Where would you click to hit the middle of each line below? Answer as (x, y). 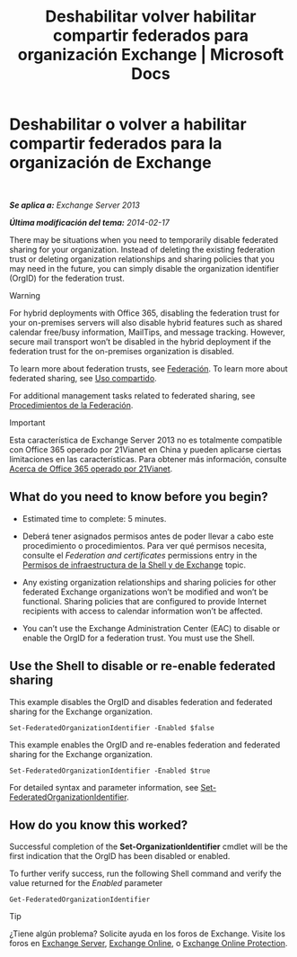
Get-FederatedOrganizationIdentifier (80, 900)
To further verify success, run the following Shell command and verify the (145, 873)
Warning (25, 295)
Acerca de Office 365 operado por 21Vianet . (91, 469)
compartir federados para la (116, 143)
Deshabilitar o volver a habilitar (128, 125)
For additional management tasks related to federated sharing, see (132, 395)
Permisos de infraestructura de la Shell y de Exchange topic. (134, 565)
